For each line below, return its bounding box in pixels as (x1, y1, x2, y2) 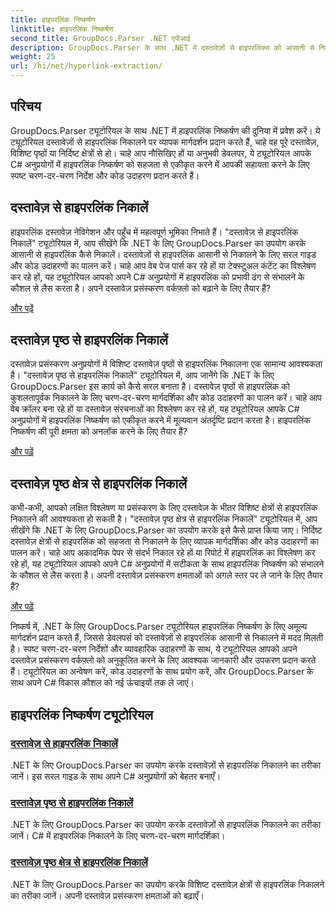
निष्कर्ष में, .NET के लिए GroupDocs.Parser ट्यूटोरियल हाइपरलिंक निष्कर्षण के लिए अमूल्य (10, 621, 308, 633)
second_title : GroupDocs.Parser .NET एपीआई (10, 33, 191, 43)
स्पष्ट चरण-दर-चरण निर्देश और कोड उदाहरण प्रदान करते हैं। (10, 169, 200, 181)
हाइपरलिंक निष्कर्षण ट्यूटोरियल (10, 706, 154, 723)
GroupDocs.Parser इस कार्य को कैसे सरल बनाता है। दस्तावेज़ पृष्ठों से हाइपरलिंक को (10, 381, 290, 393)
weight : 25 (10, 52, 56, 62)
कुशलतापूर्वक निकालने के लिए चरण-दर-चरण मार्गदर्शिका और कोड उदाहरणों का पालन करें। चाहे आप (10, 392, 322, 404)
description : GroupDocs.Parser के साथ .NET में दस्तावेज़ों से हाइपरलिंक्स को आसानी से (10, 42, 315, 53)
